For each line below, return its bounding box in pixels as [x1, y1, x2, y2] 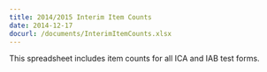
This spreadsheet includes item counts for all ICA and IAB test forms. [9, 54, 260, 64]
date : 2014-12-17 [9, 21, 73, 30]
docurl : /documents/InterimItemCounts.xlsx [9, 29, 172, 38]
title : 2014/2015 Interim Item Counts [9, 12, 152, 22]
